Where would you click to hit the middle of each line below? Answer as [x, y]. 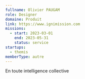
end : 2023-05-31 [32, 38]
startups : [16, 47]
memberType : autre [25, 57]
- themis [19, 52]
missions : [16, 29]
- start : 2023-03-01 [31, 33]
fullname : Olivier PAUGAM [32, 10]
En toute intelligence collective [37, 71]
